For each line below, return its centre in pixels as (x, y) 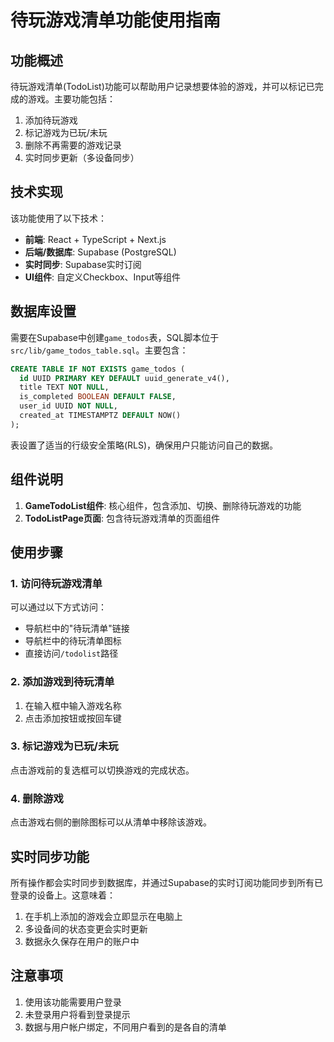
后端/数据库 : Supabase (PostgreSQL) (100, 252)
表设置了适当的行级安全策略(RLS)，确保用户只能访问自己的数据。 (144, 445)
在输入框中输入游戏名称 (73, 705)
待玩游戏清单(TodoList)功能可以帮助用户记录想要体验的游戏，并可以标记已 (162, 86)
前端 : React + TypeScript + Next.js (95, 239)
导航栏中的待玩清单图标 (73, 641)
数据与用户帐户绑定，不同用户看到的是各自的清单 (125, 1027)
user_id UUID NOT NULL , (68, 406)
